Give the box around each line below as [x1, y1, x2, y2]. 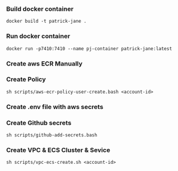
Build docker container [6, 5, 73, 13]
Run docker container [6, 32, 70, 41]
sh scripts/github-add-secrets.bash [6, 132, 97, 138]
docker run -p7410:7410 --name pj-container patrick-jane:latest [6, 45, 172, 52]
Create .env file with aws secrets [6, 102, 103, 111]
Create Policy [6, 75, 46, 83]
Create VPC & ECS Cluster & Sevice [6, 145, 111, 154]
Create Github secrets [6, 119, 72, 127]
